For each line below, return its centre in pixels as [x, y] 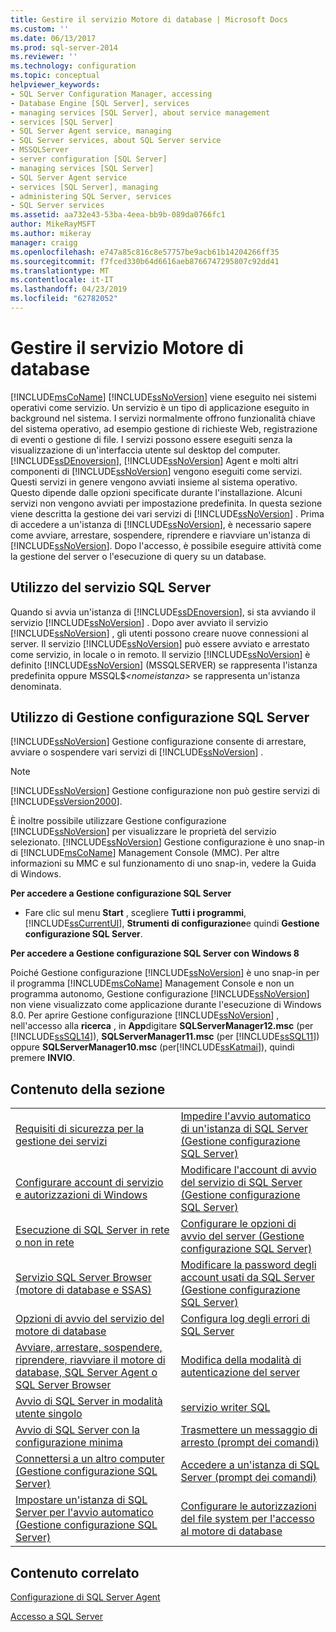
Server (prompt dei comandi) [248, 1478]
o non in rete [45, 1243]
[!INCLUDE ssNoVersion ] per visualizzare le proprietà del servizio [143, 832]
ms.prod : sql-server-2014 [64, 47]
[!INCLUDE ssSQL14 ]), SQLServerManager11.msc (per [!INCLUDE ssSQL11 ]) [165, 1037]
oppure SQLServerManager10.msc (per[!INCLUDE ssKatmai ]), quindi [152, 1047]
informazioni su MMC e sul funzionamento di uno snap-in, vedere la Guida [163, 863]
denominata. [36, 686]
